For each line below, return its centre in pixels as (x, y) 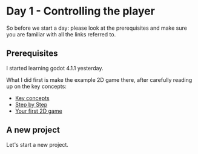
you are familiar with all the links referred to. (61, 34)
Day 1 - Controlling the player (81, 11)
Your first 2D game (38, 111)
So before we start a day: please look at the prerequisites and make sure (97, 28)
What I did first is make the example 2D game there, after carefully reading (99, 79)
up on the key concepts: (36, 86)
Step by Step (31, 104)
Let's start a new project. (37, 144)
